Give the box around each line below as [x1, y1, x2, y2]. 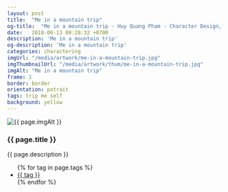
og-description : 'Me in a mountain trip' [7, 42, 127, 49]
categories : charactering [7, 49, 81, 55]
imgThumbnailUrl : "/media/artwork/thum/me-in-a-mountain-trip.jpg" [7, 61, 204, 68]
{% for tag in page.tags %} [16, 163, 93, 172]
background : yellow [7, 99, 63, 106]
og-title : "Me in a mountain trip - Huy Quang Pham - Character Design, [7, 23, 223, 29]
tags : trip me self [7, 93, 63, 100]
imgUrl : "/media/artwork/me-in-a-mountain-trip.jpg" [7, 55, 161, 61]
